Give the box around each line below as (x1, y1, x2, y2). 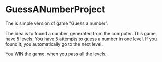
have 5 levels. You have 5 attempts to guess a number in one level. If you (5, 36, 157, 42)
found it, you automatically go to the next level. (5, 41, 103, 47)
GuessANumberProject (5, 4, 105, 15)
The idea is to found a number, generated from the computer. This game (5, 30, 156, 36)
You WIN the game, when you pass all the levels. (5, 51, 107, 57)
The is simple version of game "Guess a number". (5, 20, 109, 26)
